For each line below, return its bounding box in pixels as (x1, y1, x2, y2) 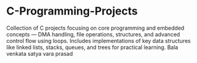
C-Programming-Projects (6, 4, 138, 18)
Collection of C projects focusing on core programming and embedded (6, 24, 185, 31)
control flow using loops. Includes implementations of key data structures (6, 37, 191, 44)
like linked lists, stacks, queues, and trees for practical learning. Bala (6, 44, 179, 51)
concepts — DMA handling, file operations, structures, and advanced (6, 30, 181, 38)
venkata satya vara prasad (6, 50, 73, 57)
